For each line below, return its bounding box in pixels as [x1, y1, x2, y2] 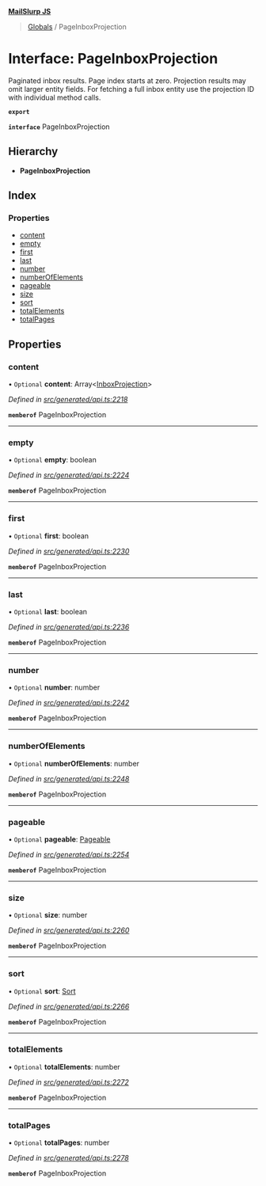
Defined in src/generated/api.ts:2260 [8, 926, 130, 935]
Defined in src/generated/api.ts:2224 [8, 470, 130, 480]
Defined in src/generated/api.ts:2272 [8, 1077, 129, 1087]
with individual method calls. [8, 93, 101, 102]
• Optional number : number [8, 682, 101, 692]
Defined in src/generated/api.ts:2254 [8, 850, 130, 859]
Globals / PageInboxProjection [27, 22, 127, 31]
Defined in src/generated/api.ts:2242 [8, 698, 130, 708]
